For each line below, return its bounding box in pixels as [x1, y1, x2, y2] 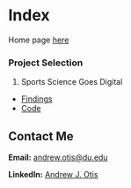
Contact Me [8, 129, 74, 144]
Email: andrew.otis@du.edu [8, 152, 108, 163]
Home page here [8, 34, 69, 45]
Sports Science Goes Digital [20, 77, 123, 87]
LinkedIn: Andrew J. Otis [8, 169, 98, 180]
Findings [20, 94, 53, 104]
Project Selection [8, 56, 84, 69]
